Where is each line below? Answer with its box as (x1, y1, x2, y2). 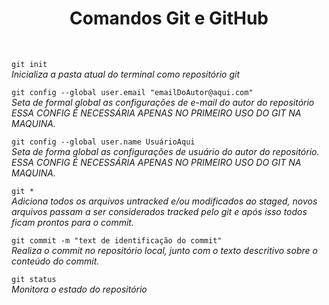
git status (11, 274, 57, 284)
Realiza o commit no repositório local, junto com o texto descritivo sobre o (11, 244, 318, 256)
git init (11, 59, 48, 69)
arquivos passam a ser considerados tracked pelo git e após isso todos (11, 205, 308, 217)
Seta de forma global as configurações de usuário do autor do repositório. (11, 145, 320, 157)
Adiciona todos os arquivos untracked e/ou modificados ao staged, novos (11, 195, 318, 207)
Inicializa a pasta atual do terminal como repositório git (11, 68, 240, 80)
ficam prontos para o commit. (11, 216, 134, 228)
